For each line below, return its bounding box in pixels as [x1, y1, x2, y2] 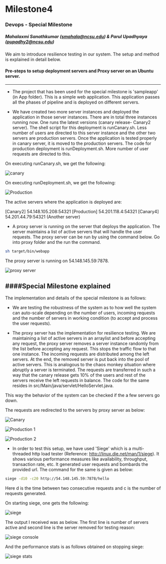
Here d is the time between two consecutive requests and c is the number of [5, 485, 161, 491]
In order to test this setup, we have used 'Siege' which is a [12, 445, 131, 451]
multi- [132, 445, 145, 451]
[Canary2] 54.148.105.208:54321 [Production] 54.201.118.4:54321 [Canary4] [5, 209, 159, 215]
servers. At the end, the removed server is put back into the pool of [12, 356, 149, 362]
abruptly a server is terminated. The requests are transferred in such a [12, 367, 156, 373]
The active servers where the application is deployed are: [5, 199, 122, 205]
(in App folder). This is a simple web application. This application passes [12, 94, 160, 100]
